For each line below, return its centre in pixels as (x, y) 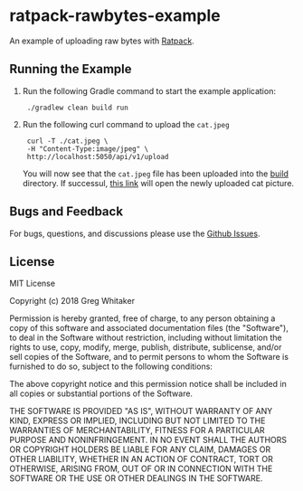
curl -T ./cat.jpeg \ (67, 141)
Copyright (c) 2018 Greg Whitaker (72, 301)
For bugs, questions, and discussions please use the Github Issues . (135, 233)
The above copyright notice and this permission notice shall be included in (148, 384)
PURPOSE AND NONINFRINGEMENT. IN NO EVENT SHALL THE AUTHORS (148, 440)
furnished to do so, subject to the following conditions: (111, 366)
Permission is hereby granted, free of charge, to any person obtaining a (142, 318)
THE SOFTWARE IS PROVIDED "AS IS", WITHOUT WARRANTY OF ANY (141, 411)
